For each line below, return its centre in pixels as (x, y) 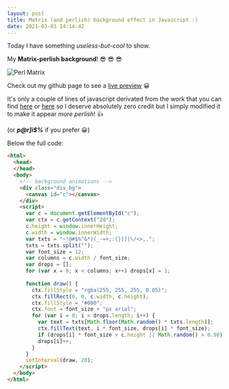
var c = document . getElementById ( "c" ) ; (82, 214)
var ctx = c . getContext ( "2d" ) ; (70, 220)
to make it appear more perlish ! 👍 (55, 114)
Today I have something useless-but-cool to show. (79, 46)
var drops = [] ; (48, 265)
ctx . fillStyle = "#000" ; (67, 303)
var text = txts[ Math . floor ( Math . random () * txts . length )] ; (126, 322)
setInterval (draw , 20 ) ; (59, 360)
